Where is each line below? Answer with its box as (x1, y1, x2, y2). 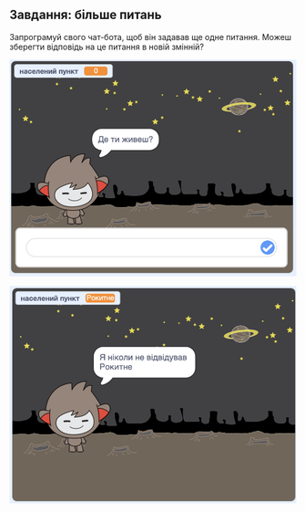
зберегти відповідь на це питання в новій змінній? (9, 41, 205, 52)
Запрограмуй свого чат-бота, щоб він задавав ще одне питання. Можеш (9, 31, 292, 42)
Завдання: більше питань (9, 7, 162, 23)
